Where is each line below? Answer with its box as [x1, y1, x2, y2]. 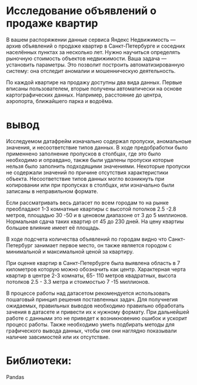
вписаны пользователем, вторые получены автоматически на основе [6, 85, 182, 92]
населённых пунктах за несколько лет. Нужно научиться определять [6, 48, 181, 55]
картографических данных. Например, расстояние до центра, [6, 91, 163, 98]
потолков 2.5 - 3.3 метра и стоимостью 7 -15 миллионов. [6, 278, 150, 285]
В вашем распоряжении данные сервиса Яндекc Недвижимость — [6, 36, 176, 43]
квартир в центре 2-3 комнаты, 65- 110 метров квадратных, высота [6, 272, 176, 279]
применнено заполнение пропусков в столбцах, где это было [6, 150, 161, 157]
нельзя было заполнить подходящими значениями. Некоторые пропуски [6, 162, 190, 170]
